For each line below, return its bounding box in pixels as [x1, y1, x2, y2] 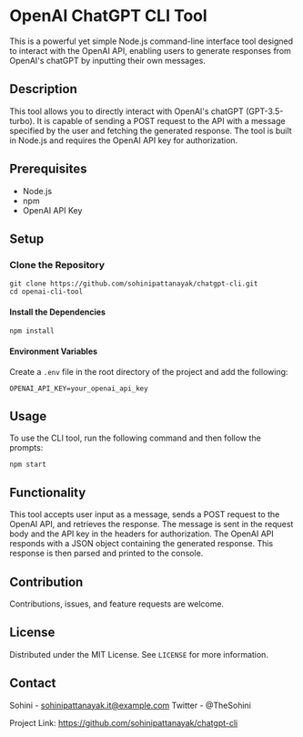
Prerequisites [9, 161, 87, 177]
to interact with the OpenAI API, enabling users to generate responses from [9, 45, 291, 56]
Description [9, 81, 77, 97]
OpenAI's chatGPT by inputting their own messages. [9, 55, 207, 66]
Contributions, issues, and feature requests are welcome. [9, 598, 225, 609]
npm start [9, 460, 47, 470]
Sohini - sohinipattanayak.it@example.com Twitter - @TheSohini [9, 700, 252, 711]
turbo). [9, 115, 35, 126]
